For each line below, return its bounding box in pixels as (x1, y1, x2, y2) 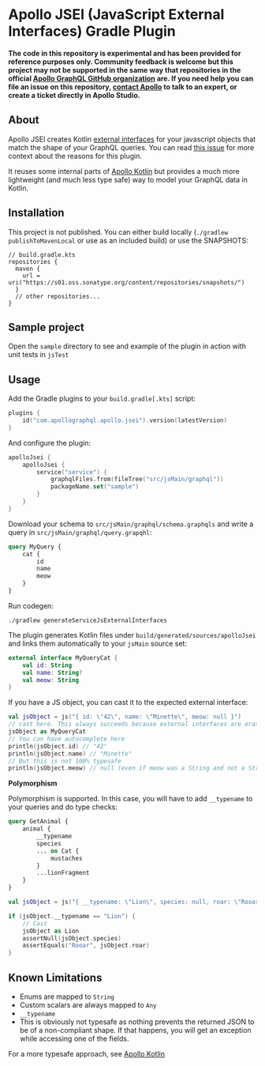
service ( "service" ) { (36, 468, 108, 476)
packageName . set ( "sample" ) (50, 483, 140, 491)
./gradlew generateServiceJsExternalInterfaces (8, 616, 168, 624)
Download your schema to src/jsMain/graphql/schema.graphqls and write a (8, 519, 254, 529)
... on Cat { (36, 847, 80, 855)
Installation (8, 206, 65, 220)
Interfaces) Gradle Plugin (8, 22, 176, 40)
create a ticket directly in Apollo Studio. (8, 90, 140, 100)
